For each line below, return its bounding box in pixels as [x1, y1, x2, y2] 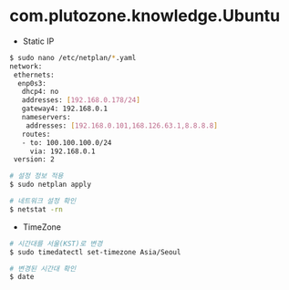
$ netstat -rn [9, 204, 64, 214]
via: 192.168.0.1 [29, 147, 96, 156]
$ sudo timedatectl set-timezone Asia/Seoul [9, 247, 181, 256]
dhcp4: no [21, 88, 59, 97]
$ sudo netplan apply [9, 180, 92, 190]
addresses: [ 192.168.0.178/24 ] [21, 96, 141, 105]
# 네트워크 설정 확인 [9, 197, 77, 206]
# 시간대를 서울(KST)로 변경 [9, 239, 103, 248]
